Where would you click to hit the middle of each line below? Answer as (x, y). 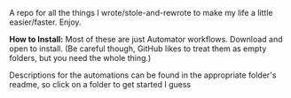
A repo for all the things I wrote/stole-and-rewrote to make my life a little (141, 13)
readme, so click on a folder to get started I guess (100, 84)
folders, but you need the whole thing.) (80, 58)
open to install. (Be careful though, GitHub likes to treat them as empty (138, 49)
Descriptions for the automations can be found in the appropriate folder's (143, 75)
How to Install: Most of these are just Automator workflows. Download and (146, 39)
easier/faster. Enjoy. (45, 22)
